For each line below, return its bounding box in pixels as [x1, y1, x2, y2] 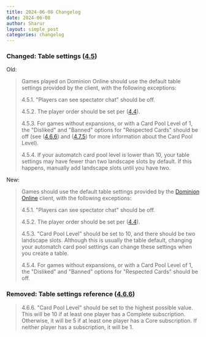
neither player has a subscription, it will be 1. [21, 323, 134, 331]
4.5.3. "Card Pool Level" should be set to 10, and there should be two [21, 230, 196, 238]
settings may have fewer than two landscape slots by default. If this [21, 157, 192, 165]
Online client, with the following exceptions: [21, 194, 132, 202]
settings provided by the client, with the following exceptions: [21, 84, 177, 92]
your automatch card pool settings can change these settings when [21, 243, 192, 251]
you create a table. [21, 249, 69, 257]
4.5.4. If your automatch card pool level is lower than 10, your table [21, 151, 190, 159]
